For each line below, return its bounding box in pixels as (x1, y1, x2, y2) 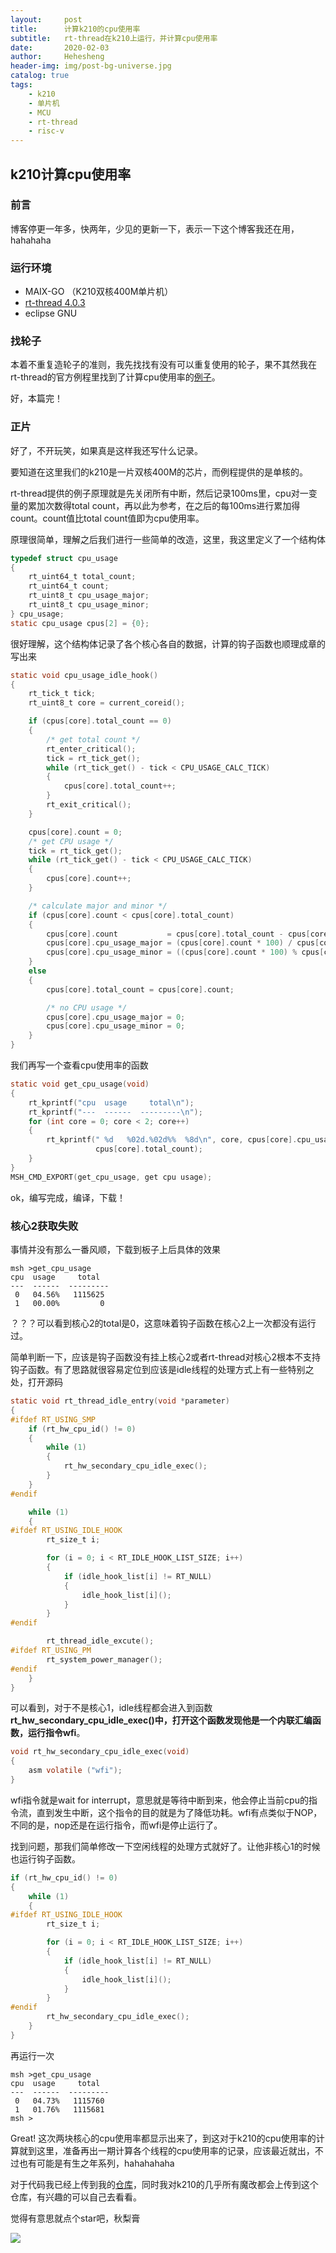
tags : (10, 80, 33, 90)
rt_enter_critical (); (46, 744, 137, 754)
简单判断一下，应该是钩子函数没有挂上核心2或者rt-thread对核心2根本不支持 (10, 1351, 321, 1363)
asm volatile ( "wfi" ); (28, 1766, 123, 1776)
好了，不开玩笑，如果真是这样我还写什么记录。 (10, 444, 203, 456)
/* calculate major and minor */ (28, 901, 168, 911)
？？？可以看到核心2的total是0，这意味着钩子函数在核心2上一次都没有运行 (10, 1317, 317, 1329)
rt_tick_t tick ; (28, 689, 97, 699)
